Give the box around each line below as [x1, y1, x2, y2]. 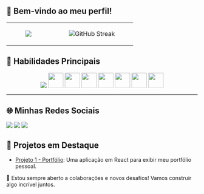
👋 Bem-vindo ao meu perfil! [6, 6, 112, 16]
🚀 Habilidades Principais [6, 56, 101, 67]
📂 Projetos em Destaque [6, 140, 99, 150]
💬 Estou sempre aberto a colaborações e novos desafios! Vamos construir [6, 175, 192, 182]
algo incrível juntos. [6, 181, 55, 189]
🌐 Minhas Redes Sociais [6, 106, 100, 116]
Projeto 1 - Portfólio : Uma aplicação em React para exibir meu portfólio [15, 156, 192, 164]
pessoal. [15, 162, 37, 170]
